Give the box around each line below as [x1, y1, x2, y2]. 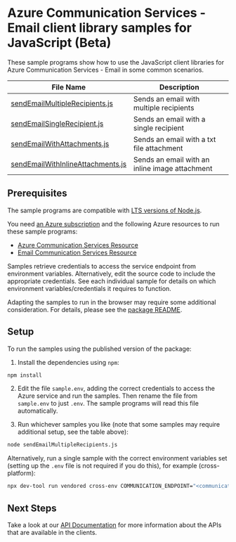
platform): [7, 469, 37, 477]
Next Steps [7, 502, 57, 514]
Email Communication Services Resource [17, 248, 137, 257]
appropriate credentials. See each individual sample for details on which [7, 276, 216, 285]
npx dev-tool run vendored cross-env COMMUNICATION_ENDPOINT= [7, 483, 193, 490]
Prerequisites [7, 188, 67, 200]
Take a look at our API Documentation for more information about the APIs [7, 521, 222, 529]
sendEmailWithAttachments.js [11, 138, 110, 148]
